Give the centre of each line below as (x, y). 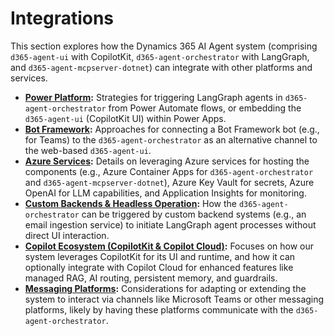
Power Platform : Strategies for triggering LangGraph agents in (153, 97)
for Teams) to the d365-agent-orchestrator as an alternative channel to (171, 139)
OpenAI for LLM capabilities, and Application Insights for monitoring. (165, 193)
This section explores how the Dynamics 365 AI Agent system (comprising (164, 46)
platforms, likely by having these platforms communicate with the (159, 309)
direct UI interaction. (67, 235)
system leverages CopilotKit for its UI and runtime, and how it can (160, 256)
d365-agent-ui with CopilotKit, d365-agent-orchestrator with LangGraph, (160, 56)
